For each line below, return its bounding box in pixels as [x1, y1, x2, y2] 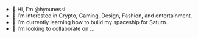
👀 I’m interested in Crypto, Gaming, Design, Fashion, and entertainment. [12, 12, 193, 19]
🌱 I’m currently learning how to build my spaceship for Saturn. [12, 19, 168, 25]
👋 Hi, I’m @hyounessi [12, 6, 66, 13]
